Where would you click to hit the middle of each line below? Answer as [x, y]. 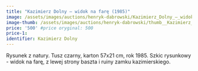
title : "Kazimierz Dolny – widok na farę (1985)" [68, 11]
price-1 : [17, 33]
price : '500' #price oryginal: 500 [50, 28]
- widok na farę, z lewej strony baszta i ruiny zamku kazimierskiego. [88, 62]
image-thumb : [22, 22]
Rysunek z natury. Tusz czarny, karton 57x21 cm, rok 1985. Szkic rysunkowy [99, 55]
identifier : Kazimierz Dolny [42, 39]
